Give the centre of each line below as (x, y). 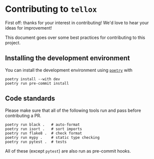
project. (13, 42)
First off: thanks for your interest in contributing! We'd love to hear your (77, 23)
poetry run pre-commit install (37, 83)
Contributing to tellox (51, 9)
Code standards (30, 99)
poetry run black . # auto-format (42, 125)
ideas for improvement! (29, 28)
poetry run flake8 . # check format (44, 133)
